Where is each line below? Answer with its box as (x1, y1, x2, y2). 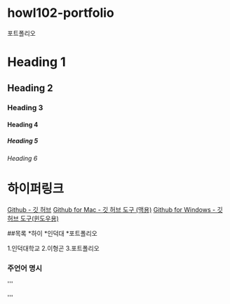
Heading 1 (7, 54, 67, 70)
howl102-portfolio (7, 5, 114, 21)
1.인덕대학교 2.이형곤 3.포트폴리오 (7, 244, 100, 252)
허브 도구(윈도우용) (7, 214, 60, 223)
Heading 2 (7, 82, 54, 94)
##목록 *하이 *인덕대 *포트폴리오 (7, 229, 98, 237)
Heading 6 (7, 154, 38, 162)
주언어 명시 (7, 263, 43, 273)
